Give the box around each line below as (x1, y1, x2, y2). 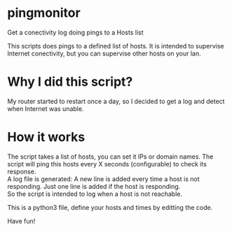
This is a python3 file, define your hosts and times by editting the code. (7, 203, 213, 211)
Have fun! (7, 216, 36, 225)
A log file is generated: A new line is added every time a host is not (7, 174, 200, 183)
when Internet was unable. (7, 104, 84, 113)
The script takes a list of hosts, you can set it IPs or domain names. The (7, 152, 214, 161)
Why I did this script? (7, 74, 133, 90)
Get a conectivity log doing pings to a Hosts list (7, 28, 144, 37)
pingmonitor (7, 5, 81, 21)
